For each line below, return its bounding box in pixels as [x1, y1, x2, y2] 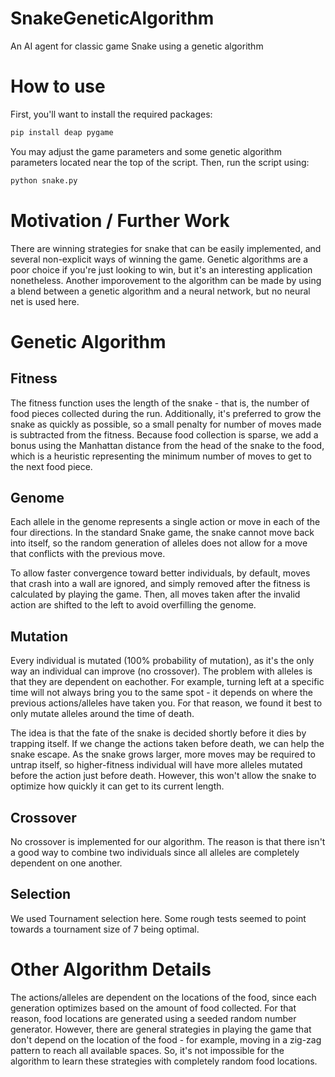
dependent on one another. [10, 857, 123, 869]
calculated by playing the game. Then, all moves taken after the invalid [10, 588, 301, 601]
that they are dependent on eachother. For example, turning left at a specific [10, 676, 325, 688]
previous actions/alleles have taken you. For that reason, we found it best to [10, 697, 323, 709]
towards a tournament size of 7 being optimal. [10, 923, 200, 935]
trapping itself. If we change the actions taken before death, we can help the [10, 738, 325, 750]
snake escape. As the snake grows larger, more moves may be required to [10, 748, 316, 761]
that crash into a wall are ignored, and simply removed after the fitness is [10, 578, 311, 590]
